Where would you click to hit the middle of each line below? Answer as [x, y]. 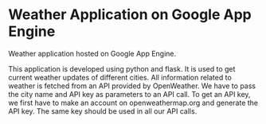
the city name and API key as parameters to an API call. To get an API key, [129, 94]
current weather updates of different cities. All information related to [120, 77]
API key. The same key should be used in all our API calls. [103, 111]
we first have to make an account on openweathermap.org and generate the [133, 103]
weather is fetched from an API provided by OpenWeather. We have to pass [132, 86]
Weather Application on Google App [130, 15]
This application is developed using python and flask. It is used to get [122, 68]
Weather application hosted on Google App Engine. [92, 53]
